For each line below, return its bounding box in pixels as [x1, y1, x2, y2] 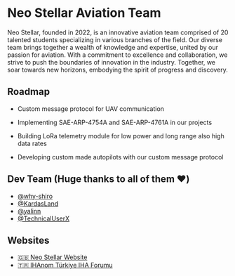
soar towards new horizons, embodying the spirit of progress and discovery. [7, 65, 228, 74]
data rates [17, 139, 47, 147]
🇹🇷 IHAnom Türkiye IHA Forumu [17, 261, 114, 270]
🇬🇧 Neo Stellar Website [17, 253, 88, 261]
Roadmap [7, 86, 51, 98]
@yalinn [17, 206, 41, 215]
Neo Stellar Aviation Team [7, 5, 161, 21]
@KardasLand [17, 199, 59, 208]
